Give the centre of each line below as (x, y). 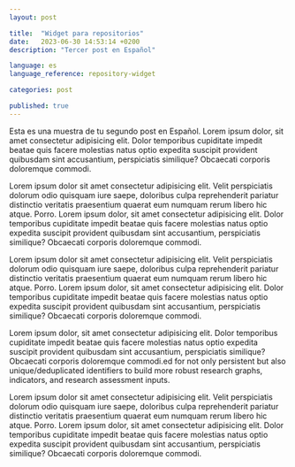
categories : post (41, 90)
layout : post (33, 17)
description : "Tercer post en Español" (83, 50)
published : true (39, 106)
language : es (33, 66)
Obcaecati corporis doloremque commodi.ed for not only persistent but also (147, 361)
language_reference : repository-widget (83, 74)
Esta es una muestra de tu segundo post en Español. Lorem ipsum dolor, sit (147, 131)
